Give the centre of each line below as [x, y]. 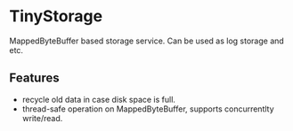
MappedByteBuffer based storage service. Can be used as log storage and [147, 41]
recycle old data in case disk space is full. [99, 99]
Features [34, 78]
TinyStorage [56, 16]
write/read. [42, 118]
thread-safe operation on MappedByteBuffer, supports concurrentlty [148, 109]
